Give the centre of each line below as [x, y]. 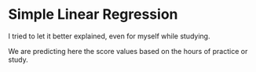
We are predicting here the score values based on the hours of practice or [128, 51]
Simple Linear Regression [93, 14]
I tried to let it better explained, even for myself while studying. [109, 36]
